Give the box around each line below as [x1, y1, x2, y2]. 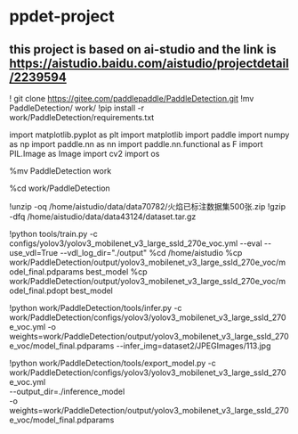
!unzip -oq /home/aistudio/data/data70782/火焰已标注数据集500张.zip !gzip [9, 201, 286, 211]
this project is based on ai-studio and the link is [9, 42, 277, 57]
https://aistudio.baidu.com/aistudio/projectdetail [9, 55, 289, 70]
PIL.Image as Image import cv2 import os [9, 149, 160, 159]
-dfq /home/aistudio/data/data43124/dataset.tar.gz [9, 211, 197, 222]
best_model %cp [85, 266, 149, 277]
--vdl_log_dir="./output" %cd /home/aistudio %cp [60, 248, 243, 258]
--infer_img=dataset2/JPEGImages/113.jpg [116, 340, 271, 351]
